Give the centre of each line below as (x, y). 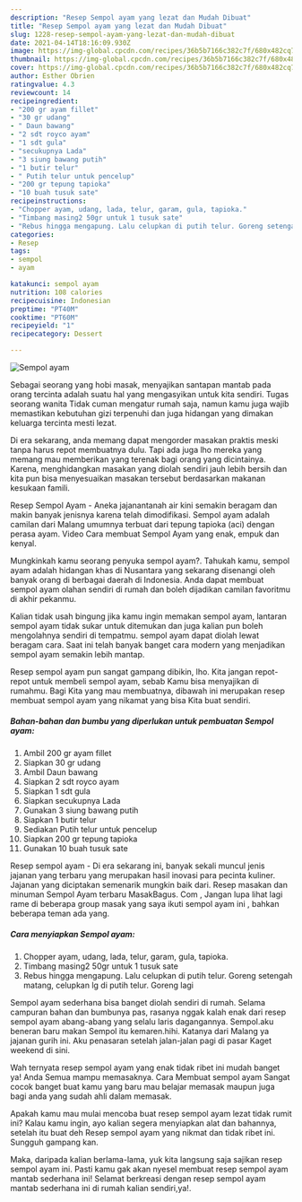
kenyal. (23, 543)
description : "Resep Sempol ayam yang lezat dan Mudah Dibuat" (131, 17)
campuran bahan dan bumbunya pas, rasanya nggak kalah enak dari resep (148, 1012)
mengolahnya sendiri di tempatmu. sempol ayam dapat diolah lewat (135, 635)
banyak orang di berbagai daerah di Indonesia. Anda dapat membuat (137, 580)
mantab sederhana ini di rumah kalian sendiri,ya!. (101, 1188)
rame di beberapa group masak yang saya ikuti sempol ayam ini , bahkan (145, 903)
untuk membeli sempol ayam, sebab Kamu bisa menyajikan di (145, 681)
